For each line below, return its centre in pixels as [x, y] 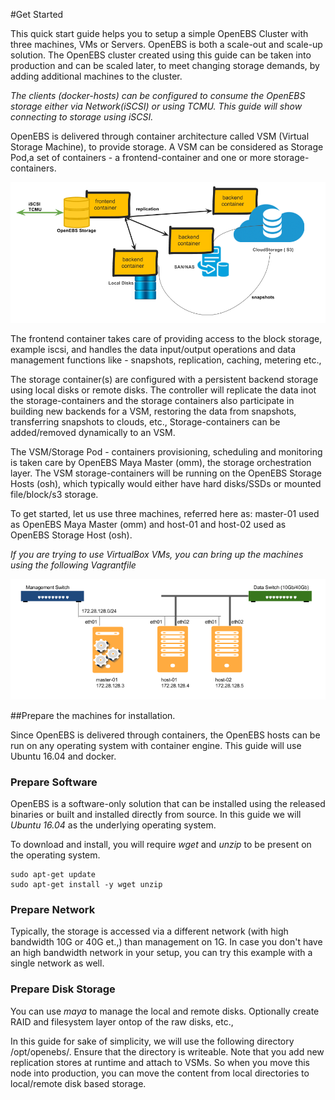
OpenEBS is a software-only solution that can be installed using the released [168, 804]
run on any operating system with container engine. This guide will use [156, 745]
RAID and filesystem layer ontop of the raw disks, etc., [122, 1021]
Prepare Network [53, 910]
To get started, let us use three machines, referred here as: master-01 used [165, 513]
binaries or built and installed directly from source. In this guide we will [156, 815]
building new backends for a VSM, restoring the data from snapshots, [153, 411]
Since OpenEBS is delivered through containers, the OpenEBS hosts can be [165, 735]
